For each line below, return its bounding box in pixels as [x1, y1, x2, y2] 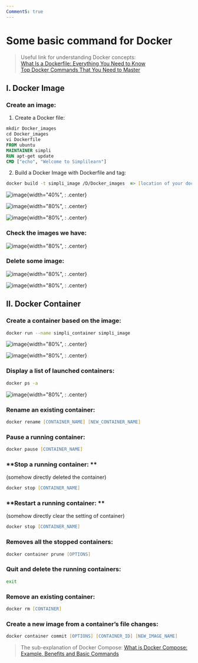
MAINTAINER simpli [6, 147, 51, 153]
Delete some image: [6, 257, 65, 265]
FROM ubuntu [6, 142, 35, 148]
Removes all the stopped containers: [6, 538, 113, 546]
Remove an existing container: [6, 592, 95, 600]
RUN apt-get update [6, 153, 54, 159]
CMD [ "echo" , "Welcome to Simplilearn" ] [6, 159, 107, 165]
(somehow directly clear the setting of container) [6, 513, 125, 520]
